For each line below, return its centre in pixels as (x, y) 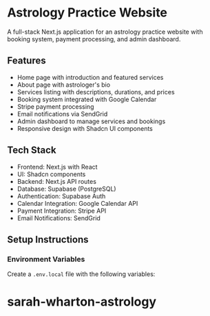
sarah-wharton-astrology (82, 302)
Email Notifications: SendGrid (59, 218)
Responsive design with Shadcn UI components (85, 128)
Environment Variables (46, 259)
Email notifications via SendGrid (62, 114)
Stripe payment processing (55, 106)
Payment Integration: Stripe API (62, 211)
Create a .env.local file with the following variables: (81, 274)
